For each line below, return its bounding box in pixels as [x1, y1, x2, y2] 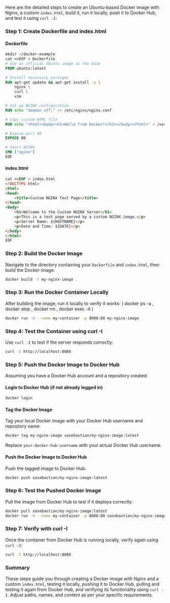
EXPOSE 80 [5, 136, 26, 141]
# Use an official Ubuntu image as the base [5, 61, 101, 66]
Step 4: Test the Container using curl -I [5, 327, 103, 335]
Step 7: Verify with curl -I [5, 525, 68, 532]
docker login [5, 396, 33, 401]
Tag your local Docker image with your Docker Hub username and [5, 418, 143, 424]
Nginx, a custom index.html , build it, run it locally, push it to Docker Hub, [5, 10, 157, 16]
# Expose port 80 [5, 131, 42, 136]
